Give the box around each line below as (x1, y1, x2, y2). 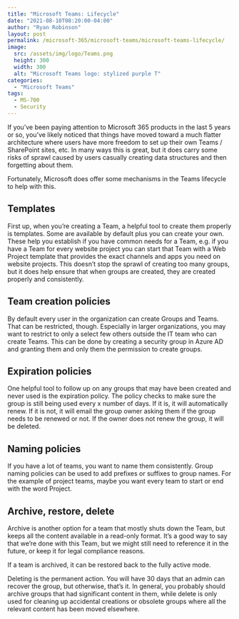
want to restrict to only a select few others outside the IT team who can (7, 329, 217, 338)
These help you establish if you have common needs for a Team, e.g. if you (7, 237, 228, 245)
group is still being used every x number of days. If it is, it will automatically (7, 399, 228, 408)
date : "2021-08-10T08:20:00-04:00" (7, 17, 113, 24)
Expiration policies (7, 365, 92, 377)
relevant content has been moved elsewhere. (7, 604, 141, 613)
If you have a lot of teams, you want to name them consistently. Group (7, 461, 214, 471)
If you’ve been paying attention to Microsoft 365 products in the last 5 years (7, 123, 231, 131)
